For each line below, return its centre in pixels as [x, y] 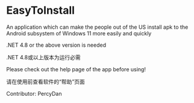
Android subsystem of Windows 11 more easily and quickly [79, 33]
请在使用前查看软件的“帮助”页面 [46, 81]
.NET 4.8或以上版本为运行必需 [43, 57]
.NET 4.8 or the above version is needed [56, 45]
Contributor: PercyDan [34, 93]
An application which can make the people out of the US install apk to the [97, 27]
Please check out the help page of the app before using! [76, 69]
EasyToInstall [41, 10]
